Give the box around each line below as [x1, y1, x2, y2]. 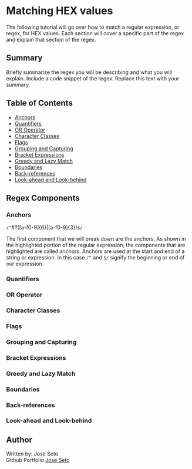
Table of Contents [6, 98, 73, 108]
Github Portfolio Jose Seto [6, 457, 70, 464]
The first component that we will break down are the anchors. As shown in [6, 235, 186, 242]
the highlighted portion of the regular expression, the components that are [6, 242, 186, 249]
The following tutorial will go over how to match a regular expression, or [6, 23, 180, 31]
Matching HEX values [6, 4, 113, 18]
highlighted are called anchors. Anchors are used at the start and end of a [6, 248, 185, 255]
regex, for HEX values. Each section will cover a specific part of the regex [6, 29, 184, 36]
